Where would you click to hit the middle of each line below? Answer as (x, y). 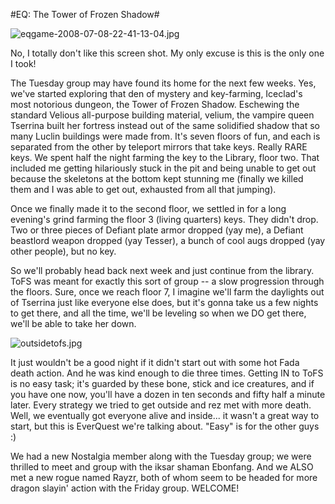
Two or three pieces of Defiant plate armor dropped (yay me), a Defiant (157, 230)
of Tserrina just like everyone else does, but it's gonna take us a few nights (164, 302)
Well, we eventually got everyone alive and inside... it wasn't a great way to (165, 415)
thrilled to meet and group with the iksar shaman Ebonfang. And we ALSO (162, 467)
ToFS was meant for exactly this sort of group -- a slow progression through (167, 281)
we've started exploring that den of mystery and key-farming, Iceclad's (156, 93)
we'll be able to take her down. (73, 323)
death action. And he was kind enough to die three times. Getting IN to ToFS (167, 373)
